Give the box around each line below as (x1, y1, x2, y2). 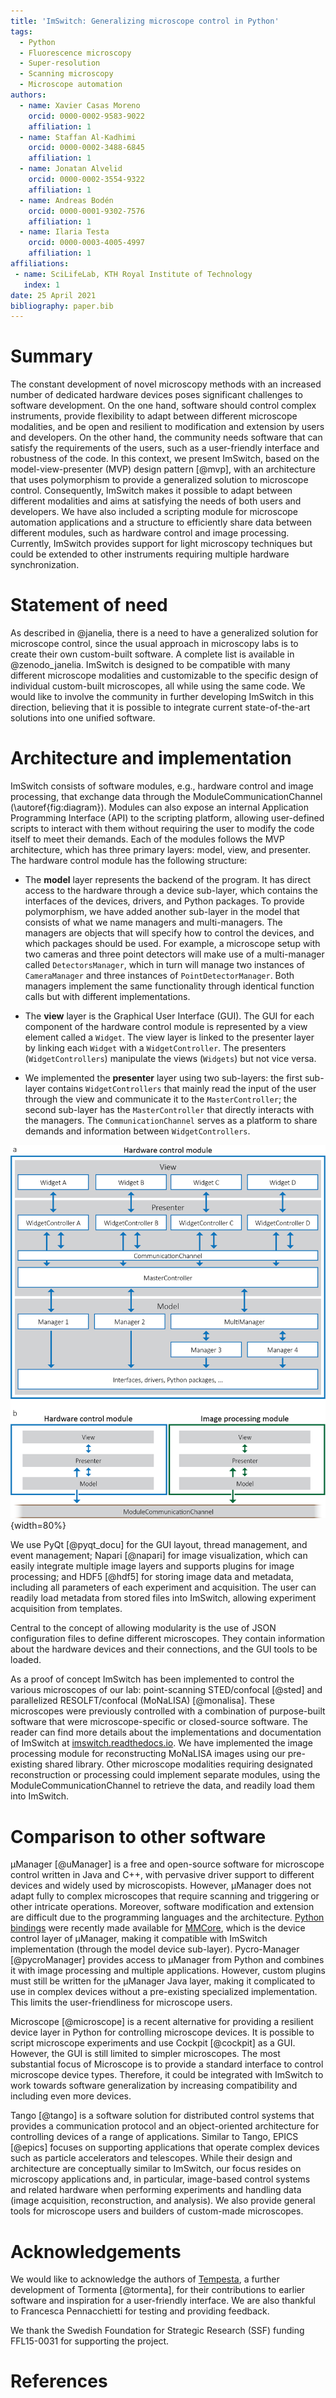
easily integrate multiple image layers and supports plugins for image (10, 1560, 295, 1572)
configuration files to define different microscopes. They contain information (10, 1633, 326, 1645)
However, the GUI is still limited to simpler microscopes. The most (10, 2048, 281, 2060)
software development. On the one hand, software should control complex (10, 400, 317, 412)
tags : (10, 26, 33, 37)
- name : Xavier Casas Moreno (19, 100, 141, 110)
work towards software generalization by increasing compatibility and (10, 2080, 298, 2092)
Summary (10, 345, 93, 368)
